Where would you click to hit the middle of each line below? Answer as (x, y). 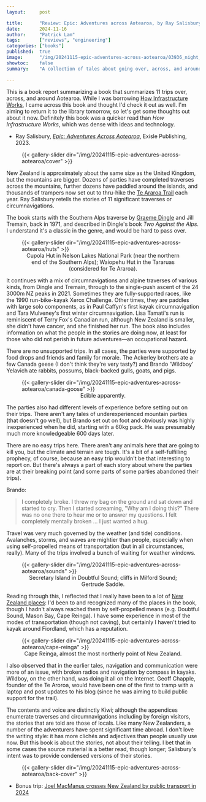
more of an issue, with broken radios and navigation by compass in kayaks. (101, 672)
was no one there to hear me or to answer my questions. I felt (99, 515)
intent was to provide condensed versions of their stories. (79, 755)
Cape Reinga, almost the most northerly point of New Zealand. (103, 654)
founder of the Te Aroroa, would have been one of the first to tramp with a (100, 685)
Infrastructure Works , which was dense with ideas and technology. (91, 124)
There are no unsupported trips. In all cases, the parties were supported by (101, 351)
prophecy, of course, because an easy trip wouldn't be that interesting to (98, 458)
